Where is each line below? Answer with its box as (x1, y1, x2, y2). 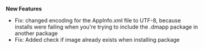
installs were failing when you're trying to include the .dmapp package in (14, 24, 198, 30)
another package (14, 30, 58, 37)
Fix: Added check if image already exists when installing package (14, 36, 180, 43)
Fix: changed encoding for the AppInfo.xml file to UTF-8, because (14, 17, 181, 24)
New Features (6, 5, 42, 12)
